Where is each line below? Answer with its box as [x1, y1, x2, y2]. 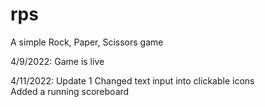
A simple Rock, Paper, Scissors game [10, 36, 164, 48]
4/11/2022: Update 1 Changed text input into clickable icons [10, 74, 255, 87]
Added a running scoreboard [10, 85, 130, 97]
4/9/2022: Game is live [10, 55, 105, 67]
